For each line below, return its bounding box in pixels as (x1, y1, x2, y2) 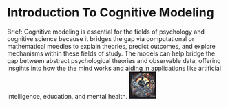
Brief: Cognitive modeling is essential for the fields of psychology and (7, 27, 205, 36)
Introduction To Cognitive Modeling (7, 5, 215, 21)
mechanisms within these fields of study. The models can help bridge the (7, 49, 216, 58)
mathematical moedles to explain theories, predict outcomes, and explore (7, 42, 216, 50)
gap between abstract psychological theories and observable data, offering (7, 56, 222, 64)
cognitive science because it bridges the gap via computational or (7, 34, 195, 43)
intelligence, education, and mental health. (7, 92, 128, 100)
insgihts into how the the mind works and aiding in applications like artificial (7, 64, 222, 72)
